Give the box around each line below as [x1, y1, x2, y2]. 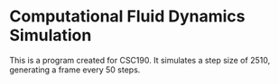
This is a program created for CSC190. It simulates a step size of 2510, [9, 55, 271, 65]
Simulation [9, 25, 92, 46]
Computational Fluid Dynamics [9, 6, 246, 27]
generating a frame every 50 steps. [9, 64, 141, 75]
